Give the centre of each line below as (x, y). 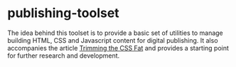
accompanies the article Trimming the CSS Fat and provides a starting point (118, 48)
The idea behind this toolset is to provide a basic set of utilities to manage (116, 33)
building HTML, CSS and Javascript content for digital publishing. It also (113, 40)
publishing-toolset (63, 13)
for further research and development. (64, 56)
